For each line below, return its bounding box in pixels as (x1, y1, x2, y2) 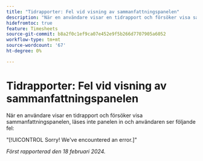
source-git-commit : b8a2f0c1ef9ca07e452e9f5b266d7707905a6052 (6, 31, 166, 37)
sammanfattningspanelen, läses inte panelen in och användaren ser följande (6, 118, 196, 125)
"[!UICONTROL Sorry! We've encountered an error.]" (6, 136, 137, 143)
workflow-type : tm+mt (6, 37, 61, 43)
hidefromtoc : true (6, 20, 53, 26)
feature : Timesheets (6, 25, 59, 32)
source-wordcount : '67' (6, 43, 66, 49)
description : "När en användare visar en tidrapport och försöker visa (6, 14, 190, 20)
